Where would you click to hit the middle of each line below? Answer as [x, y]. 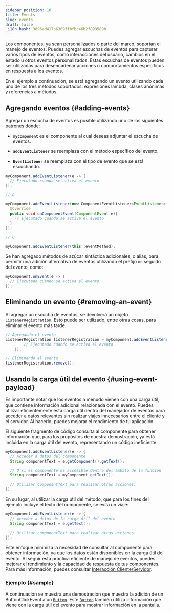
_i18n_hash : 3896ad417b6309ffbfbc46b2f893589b [56, 29]
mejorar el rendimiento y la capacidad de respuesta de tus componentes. [82, 564]
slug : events [19, 20]
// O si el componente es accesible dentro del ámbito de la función [85, 470]
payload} [20, 387]
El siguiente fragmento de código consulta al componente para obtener [81, 431]
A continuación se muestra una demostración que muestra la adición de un [84, 594]
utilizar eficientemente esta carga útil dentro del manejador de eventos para [85, 410]
